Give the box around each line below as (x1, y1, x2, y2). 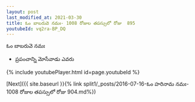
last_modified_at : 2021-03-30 (6, 14, 82, 21)
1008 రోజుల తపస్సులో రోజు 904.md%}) (6, 88, 96, 95)
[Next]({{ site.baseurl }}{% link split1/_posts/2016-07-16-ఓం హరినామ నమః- (6, 80, 190, 88)
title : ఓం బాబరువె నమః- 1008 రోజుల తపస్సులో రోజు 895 (6, 20, 135, 26)
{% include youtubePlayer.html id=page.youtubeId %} (6, 69, 140, 76)
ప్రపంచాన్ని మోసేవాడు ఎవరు (14, 56, 75, 63)
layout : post (6, 8, 39, 15)
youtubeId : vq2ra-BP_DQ (6, 25, 66, 32)
